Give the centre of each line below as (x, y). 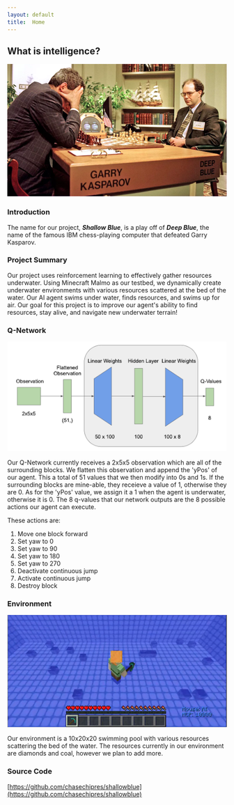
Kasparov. (22, 242)
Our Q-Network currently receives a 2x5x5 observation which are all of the (115, 462)
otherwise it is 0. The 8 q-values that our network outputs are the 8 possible (116, 500)
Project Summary (37, 260)
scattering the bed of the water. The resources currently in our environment (116, 746)
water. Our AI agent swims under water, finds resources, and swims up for (114, 297)
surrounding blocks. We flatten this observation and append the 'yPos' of (112, 470)
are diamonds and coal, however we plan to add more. (85, 753)
